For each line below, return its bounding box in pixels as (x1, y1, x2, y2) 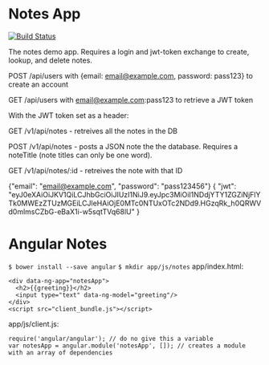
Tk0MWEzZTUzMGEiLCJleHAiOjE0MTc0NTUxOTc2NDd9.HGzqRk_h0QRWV (8, 198, 262, 208)
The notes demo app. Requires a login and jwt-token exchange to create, (8, 47, 250, 56)
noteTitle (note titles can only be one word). (8, 150, 153, 160)
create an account (8, 79, 69, 89)
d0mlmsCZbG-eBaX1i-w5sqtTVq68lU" (8, 206, 135, 217)
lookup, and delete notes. (8, 55, 92, 65)
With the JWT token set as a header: (8, 110, 129, 120)
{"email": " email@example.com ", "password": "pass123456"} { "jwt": (8, 181, 237, 191)
